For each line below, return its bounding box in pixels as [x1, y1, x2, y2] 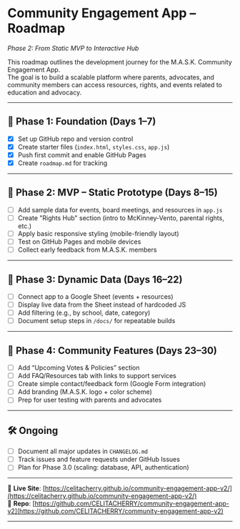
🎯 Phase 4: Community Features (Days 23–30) [7, 345, 218, 357]
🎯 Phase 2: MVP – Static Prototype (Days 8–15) [7, 187, 218, 199]
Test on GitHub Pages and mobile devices [17, 237, 141, 246]
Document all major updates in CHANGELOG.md [17, 447, 149, 455]
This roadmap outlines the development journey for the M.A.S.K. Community [7, 57, 232, 66]
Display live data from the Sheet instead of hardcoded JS [17, 300, 186, 309]
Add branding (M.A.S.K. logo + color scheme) [17, 387, 152, 396]
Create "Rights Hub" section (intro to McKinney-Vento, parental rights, [17, 213, 225, 222]
